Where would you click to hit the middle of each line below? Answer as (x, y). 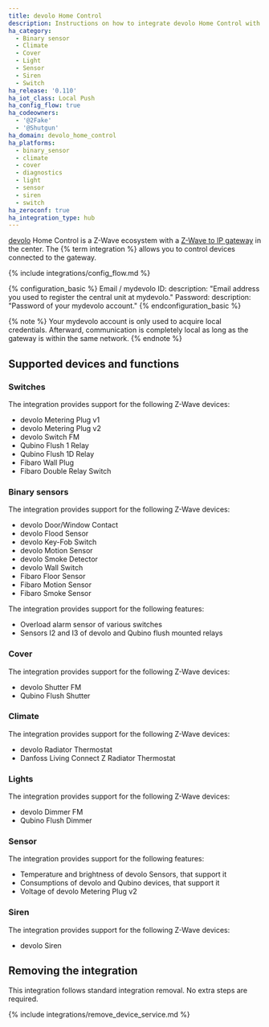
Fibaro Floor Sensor (53, 577)
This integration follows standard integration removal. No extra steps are (128, 990)
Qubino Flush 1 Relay (55, 445)
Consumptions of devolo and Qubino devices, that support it (120, 883)
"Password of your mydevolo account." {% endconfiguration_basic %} (125, 306)
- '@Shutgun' (37, 128)
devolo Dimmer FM (51, 812)
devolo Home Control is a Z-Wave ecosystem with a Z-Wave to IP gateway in (135, 240)
